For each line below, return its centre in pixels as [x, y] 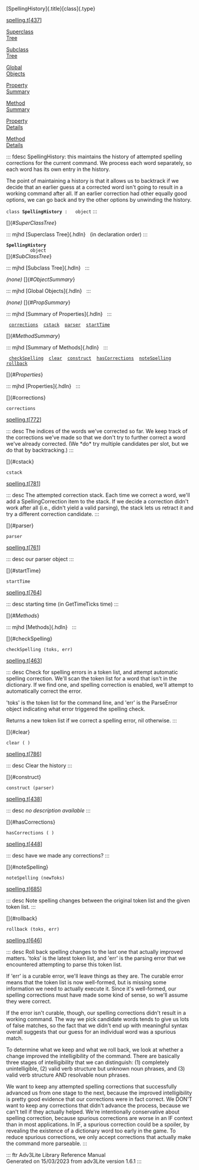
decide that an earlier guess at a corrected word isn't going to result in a [94, 187]
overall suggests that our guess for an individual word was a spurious [91, 1032]
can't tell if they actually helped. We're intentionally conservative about [93, 1112]
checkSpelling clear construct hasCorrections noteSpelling [90, 358]
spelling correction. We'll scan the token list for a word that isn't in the [91, 678]
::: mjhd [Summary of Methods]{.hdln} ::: [57, 347]
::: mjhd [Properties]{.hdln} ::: [43, 386]
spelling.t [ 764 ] [24, 592]
